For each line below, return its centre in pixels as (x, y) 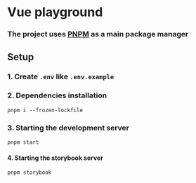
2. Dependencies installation (57, 95)
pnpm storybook (30, 172)
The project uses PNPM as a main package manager (98, 34)
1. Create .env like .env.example (61, 76)
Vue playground (55, 12)
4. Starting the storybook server (55, 158)
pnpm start (23, 142)
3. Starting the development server (68, 128)
